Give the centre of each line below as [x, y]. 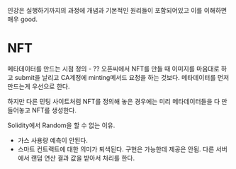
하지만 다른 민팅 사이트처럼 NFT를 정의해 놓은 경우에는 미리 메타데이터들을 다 [114, 101]
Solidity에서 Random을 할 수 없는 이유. [61, 125]
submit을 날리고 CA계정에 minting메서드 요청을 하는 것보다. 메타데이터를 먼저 [122, 77]
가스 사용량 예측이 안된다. [53, 140]
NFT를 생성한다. [54, 110]
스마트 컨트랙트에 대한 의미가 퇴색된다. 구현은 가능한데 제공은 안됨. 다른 [116, 149]
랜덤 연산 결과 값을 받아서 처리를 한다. [83, 158]
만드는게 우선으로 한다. [39, 86]
